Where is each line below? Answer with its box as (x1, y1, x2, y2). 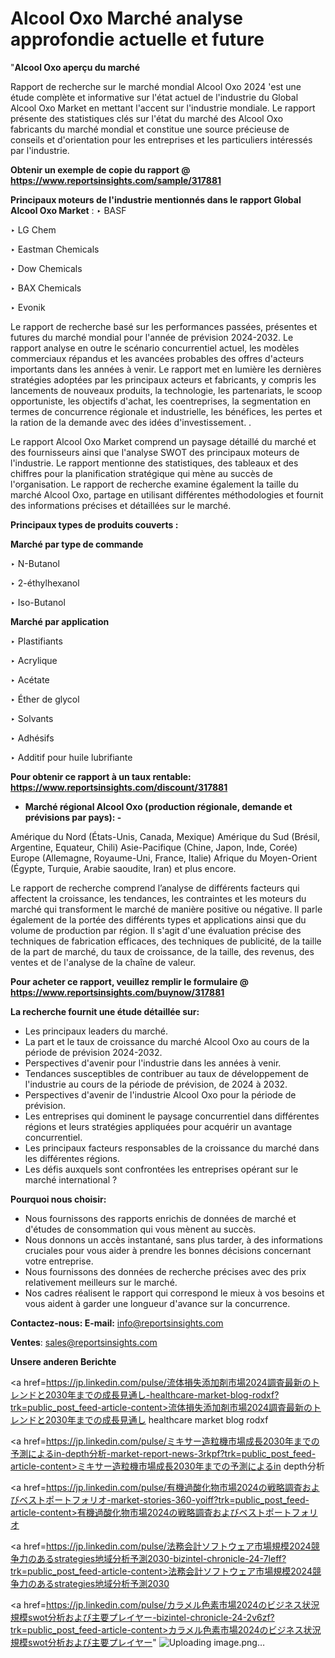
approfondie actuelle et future (10, 28, 265, 51)
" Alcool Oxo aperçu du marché (10, 61, 141, 73)
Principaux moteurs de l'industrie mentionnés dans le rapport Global (10, 193, 302, 206)
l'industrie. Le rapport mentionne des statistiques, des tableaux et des (10, 457, 299, 469)
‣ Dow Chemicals (10, 262, 83, 274)
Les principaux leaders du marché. (24, 1025, 168, 1037)
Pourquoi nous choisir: (10, 1193, 107, 1205)
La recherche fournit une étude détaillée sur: (10, 1005, 200, 1017)
